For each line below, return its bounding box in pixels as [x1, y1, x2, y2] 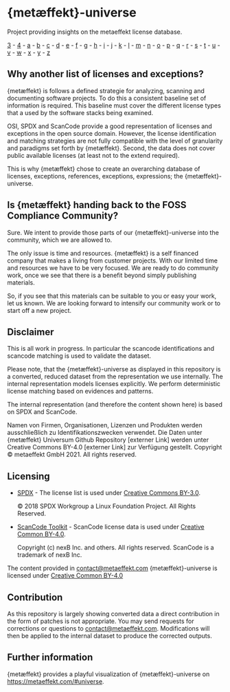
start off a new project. [7, 306, 72, 314]
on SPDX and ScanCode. [7, 408, 78, 416]
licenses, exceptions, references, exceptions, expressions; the [7, 172, 183, 180]
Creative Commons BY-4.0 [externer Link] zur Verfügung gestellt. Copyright [7, 443, 222, 451]
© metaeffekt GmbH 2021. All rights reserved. [7, 450, 137, 459]
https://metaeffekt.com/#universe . [7, 677, 104, 685]
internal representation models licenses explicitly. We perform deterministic [7, 380, 221, 388]
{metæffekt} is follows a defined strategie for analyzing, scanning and [7, 86, 205, 94]
